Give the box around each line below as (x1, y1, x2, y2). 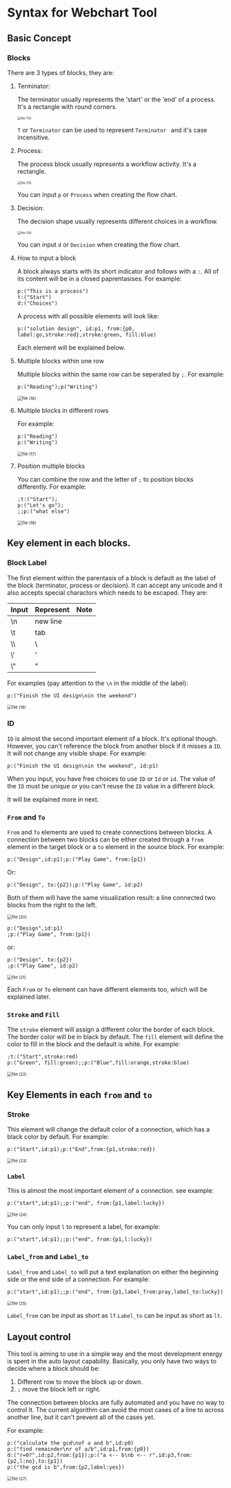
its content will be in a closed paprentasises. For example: (17, 274, 182, 283)
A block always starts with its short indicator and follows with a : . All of (17, 267, 219, 275)
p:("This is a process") (17, 287, 89, 294)
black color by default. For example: (7, 1132, 110, 1141)
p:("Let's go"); (17, 502, 64, 509)
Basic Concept (7, 32, 72, 44)
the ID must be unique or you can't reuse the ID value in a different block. (7, 782, 216, 790)
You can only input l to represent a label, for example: (7, 1223, 161, 1231)
